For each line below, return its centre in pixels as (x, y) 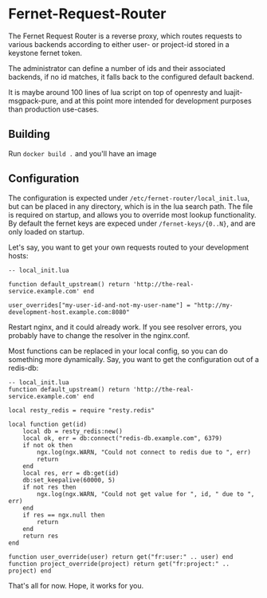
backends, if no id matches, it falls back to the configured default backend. (132, 77)
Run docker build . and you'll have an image (82, 153)
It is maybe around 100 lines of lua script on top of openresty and (115, 92)
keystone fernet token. (45, 53)
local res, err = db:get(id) (71, 473)
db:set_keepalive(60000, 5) (69, 480)
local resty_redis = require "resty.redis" (82, 410)
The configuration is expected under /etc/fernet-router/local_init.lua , (129, 198)
